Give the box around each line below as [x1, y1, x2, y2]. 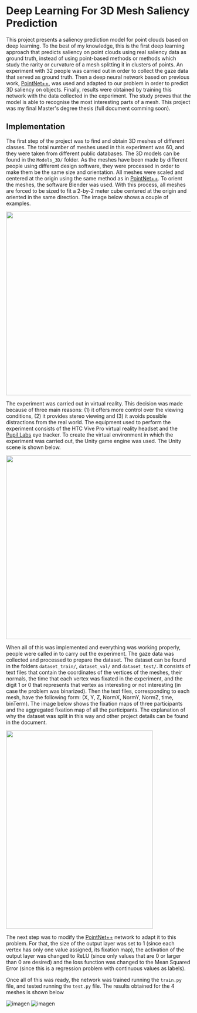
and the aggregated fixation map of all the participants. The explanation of [6, 706, 186, 713]
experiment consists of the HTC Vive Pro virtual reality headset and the [6, 425, 178, 432]
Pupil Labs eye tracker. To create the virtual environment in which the [6, 431, 174, 438]
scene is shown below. [6, 444, 61, 451]
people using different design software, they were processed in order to [6, 162, 180, 169]
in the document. [6, 719, 47, 726]
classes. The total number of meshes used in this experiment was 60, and [6, 143, 185, 150]
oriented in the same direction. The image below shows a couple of [6, 193, 169, 200]
